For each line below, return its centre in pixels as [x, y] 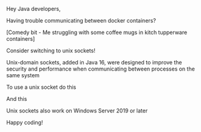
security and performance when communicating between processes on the [101, 69]
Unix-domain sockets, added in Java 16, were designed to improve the [94, 62]
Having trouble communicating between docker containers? [81, 20]
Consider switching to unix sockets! [51, 50]
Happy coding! [25, 122]
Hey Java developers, [33, 9]
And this [17, 99]
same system [23, 75]
